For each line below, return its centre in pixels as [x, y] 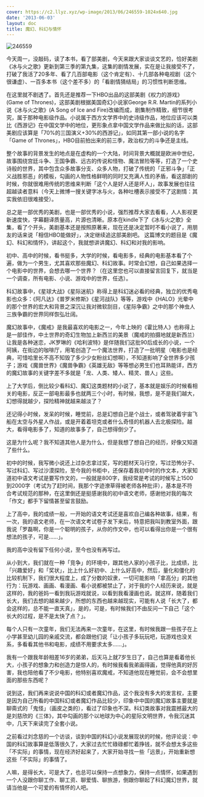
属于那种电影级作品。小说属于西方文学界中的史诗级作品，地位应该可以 [104, 118]
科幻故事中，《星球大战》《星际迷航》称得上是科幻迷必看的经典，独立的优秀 [99, 291]
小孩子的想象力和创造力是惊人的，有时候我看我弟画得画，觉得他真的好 [104, 665]
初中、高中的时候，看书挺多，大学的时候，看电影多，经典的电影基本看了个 [99, 256]
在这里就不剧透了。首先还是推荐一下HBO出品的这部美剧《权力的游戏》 [95, 95]
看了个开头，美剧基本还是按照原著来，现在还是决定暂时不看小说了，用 [104, 227]
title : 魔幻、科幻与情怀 [34, 29]
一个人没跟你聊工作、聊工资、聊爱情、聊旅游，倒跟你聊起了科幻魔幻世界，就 [102, 780]
